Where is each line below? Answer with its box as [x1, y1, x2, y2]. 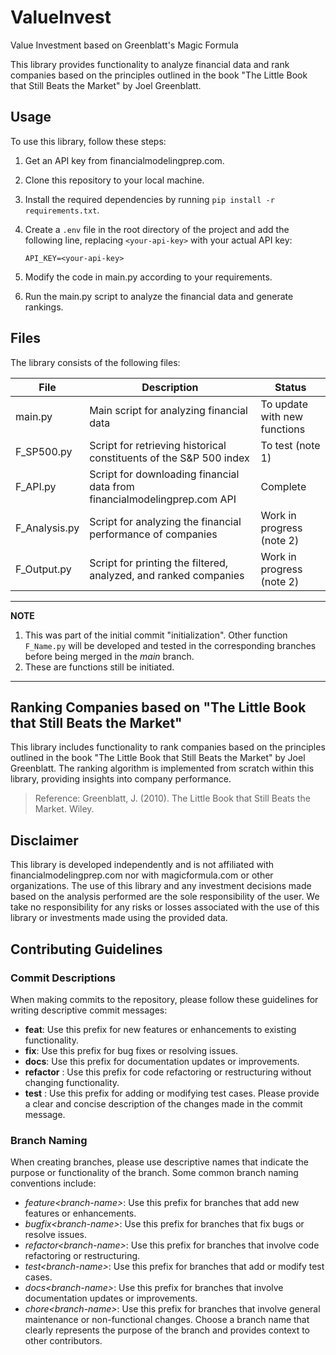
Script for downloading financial [89, 467, 240, 481]
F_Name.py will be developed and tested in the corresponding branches [24, 639, 317, 651]
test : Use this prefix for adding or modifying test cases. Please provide [24, 1087, 320, 1099]
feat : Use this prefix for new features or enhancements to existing [24, 1023, 297, 1035]
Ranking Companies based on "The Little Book [10, 699, 307, 716]
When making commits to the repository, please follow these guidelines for [10, 993, 319, 1005]
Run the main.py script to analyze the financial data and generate [24, 290, 294, 302]
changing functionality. [24, 1076, 120, 1088]
